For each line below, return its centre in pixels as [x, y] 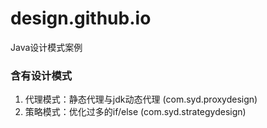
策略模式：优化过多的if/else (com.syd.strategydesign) [135, 112]
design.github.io [81, 18]
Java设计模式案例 [46, 47]
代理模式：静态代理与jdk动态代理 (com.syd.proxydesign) [141, 99]
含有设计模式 [41, 75]
